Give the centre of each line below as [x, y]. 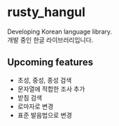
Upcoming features [50, 63]
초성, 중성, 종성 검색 [44, 80]
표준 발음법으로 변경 [44, 115]
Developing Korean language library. [60, 31]
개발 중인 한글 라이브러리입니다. [50, 40]
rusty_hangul [47, 12]
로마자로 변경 [35, 106]
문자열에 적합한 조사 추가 [51, 89]
